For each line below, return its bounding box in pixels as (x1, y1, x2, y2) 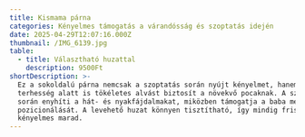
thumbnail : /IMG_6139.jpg (9, 38, 107, 48)
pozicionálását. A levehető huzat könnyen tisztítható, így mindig (17, 105, 279, 114)
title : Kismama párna (9, 13, 92, 23)
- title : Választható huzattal (17, 55, 136, 64)
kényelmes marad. (17, 114, 84, 123)
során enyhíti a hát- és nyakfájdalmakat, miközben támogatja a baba (17, 96, 286, 106)
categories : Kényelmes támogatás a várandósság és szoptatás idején (9, 22, 274, 31)
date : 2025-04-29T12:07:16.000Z (9, 30, 132, 39)
